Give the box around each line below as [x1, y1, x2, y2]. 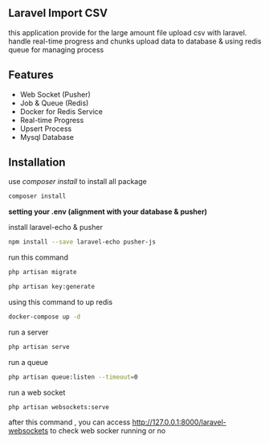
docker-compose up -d [8, 313, 81, 321]
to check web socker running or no [50, 426, 166, 436]
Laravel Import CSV [8, 6, 108, 20]
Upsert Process [19, 124, 72, 133]
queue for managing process [8, 44, 104, 55]
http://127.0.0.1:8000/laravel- [132, 417, 227, 427]
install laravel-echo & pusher [8, 223, 103, 232]
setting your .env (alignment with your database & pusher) [8, 207, 207, 216]
